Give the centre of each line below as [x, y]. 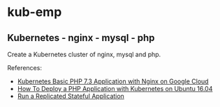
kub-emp [35, 12]
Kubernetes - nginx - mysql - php [81, 38]
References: [24, 68]
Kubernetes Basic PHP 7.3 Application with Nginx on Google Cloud [113, 81]
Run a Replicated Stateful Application [71, 96]
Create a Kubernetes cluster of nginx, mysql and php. [84, 54]
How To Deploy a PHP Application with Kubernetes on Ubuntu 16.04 [115, 89]
